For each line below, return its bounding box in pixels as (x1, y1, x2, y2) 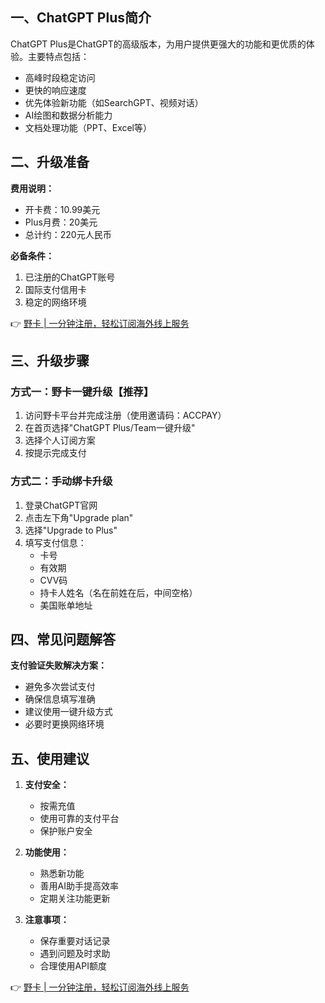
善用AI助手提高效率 (39, 880, 120, 892)
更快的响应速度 (24, 84, 87, 96)
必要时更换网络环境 (24, 718, 105, 730)
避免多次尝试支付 (24, 681, 96, 693)
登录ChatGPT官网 (24, 499, 98, 511)
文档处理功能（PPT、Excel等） (24, 121, 153, 133)
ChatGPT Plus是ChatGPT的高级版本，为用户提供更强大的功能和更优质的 (10, 38, 307, 50)
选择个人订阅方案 (24, 434, 96, 447)
